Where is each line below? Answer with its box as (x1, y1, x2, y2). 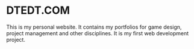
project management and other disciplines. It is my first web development (6, 29, 189, 36)
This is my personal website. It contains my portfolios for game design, (6, 23, 182, 30)
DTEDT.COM (6, 4, 70, 17)
